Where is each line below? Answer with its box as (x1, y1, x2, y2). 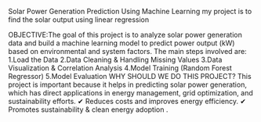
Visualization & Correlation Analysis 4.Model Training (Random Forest (8, 63, 233, 73)
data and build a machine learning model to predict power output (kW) (8, 38, 235, 48)
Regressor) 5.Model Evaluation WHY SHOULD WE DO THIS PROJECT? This (8, 72, 252, 81)
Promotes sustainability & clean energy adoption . (8, 105, 169, 114)
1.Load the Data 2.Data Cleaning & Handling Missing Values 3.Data (8, 55, 223, 64)
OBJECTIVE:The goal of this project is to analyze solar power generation (8, 30, 243, 39)
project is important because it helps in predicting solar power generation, (8, 80, 247, 89)
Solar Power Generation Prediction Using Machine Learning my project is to (8, 7, 252, 16)
